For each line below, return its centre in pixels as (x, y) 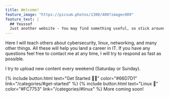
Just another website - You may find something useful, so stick (80, 29)
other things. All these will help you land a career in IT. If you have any (78, 48)
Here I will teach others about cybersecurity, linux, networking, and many (81, 43)
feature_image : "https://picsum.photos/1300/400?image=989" (70, 15)
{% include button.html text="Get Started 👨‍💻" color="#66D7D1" (71, 78)
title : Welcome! (22, 10)
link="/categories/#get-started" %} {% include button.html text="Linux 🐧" (82, 84)
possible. (15, 59)
